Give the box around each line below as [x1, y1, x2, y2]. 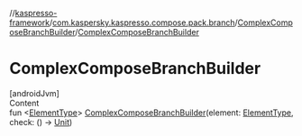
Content [9, 97, 40, 108]
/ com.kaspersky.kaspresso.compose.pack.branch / [49, 17, 239, 28]
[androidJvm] [9, 87, 60, 98]
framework [9, 17, 50, 28]
